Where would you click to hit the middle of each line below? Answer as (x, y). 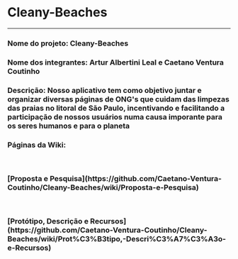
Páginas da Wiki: (36, 145)
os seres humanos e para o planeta (69, 126)
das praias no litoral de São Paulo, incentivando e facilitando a (116, 108)
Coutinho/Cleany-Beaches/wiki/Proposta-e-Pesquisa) (103, 187)
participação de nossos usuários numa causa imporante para (115, 116)
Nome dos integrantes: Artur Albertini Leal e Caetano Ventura (116, 62)
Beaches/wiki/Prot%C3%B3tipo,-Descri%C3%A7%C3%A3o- (117, 239)
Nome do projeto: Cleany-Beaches (68, 43)
